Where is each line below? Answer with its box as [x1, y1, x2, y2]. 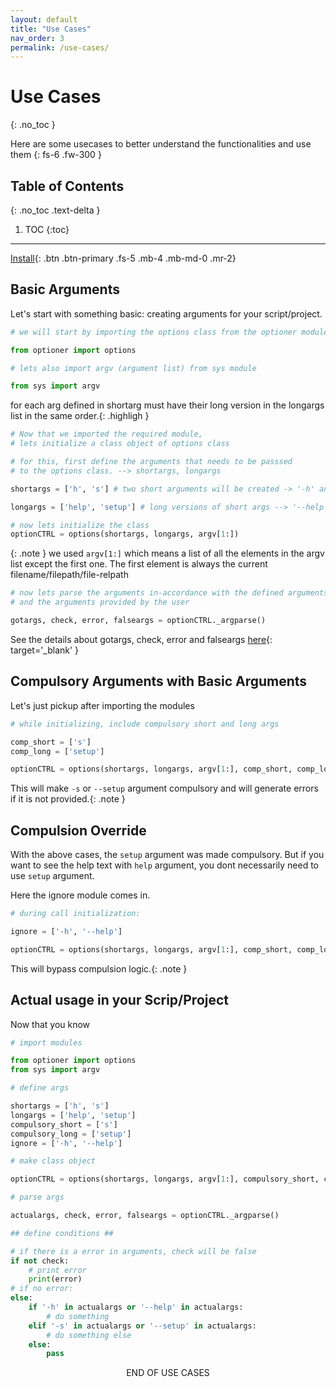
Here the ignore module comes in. [10, 889, 151, 901]
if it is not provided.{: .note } [10, 793, 126, 805]
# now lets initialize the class [10, 520, 150, 530]
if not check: [10, 1256, 70, 1266]
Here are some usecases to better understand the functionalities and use [10, 138, 312, 150]
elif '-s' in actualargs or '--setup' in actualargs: [28, 1321, 257, 1331]
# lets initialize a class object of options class [10, 439, 230, 449]
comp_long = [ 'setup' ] [10, 746, 105, 756]
